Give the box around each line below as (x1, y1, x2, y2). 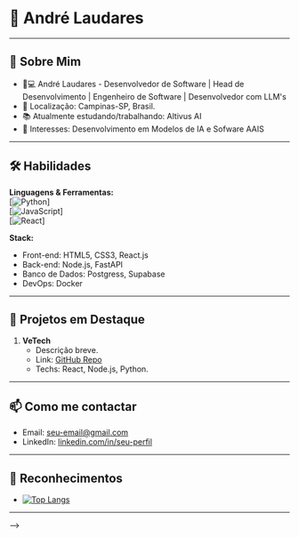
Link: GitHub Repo (35, 355, 102, 365)
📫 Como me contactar (9, 399, 137, 414)
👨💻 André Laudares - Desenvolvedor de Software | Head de (21, 78, 245, 89)
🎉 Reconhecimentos (9, 470, 123, 485)
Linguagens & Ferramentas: (9, 187, 114, 197)
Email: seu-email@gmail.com (21, 427, 129, 438)
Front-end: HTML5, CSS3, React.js (21, 249, 149, 260)
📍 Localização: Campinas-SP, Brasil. (21, 100, 156, 111)
